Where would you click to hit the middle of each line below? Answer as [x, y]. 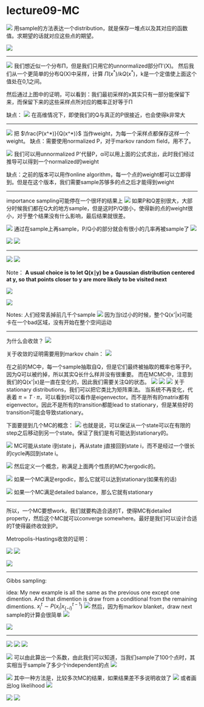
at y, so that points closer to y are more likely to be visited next [87, 279]
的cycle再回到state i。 [34, 453]
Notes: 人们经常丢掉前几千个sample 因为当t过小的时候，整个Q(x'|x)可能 [100, 314]
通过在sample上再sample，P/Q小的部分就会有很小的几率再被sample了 [101, 229]
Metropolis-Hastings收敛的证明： [48, 539]
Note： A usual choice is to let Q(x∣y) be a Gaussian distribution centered [100, 272]
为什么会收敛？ [25, 340]
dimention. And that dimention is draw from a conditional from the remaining [102, 599]
